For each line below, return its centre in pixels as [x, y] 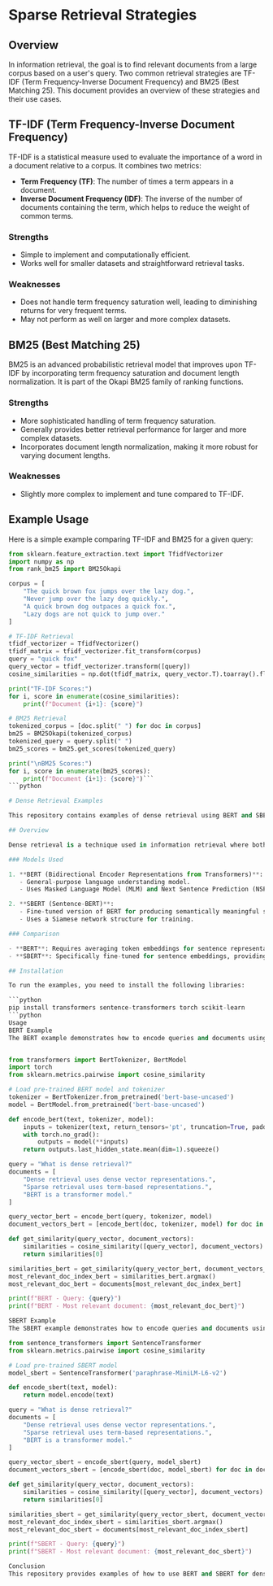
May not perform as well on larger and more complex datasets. [126, 320]
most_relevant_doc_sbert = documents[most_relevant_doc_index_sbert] [129, 1529]
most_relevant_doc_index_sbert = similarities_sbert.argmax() [116, 1522]
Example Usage [49, 519]
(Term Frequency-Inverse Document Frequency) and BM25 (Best [130, 82]
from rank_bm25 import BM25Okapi [65, 569]
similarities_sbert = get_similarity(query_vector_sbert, [108, 1514]
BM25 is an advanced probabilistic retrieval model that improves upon [126, 364]
